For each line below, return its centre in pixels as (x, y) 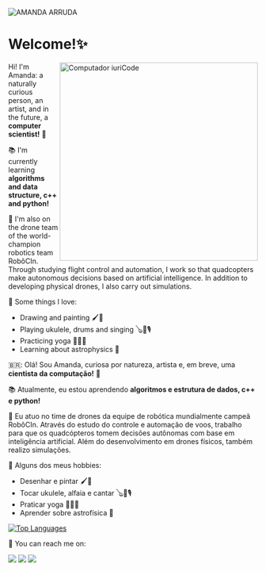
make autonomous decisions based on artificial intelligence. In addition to (128, 278)
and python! (29, 203)
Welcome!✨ (48, 44)
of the (18, 236)
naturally (23, 83)
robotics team (31, 252)
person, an (26, 100)
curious (21, 92)
